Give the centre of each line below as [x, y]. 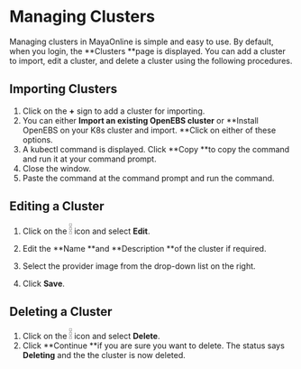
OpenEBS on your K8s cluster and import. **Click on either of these [149, 130]
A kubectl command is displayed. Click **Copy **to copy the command [156, 149]
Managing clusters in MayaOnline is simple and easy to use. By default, [141, 42]
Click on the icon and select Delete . [91, 337]
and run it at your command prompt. [89, 159]
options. [37, 139]
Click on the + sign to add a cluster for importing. [114, 111]
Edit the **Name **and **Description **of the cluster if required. [144, 248]
